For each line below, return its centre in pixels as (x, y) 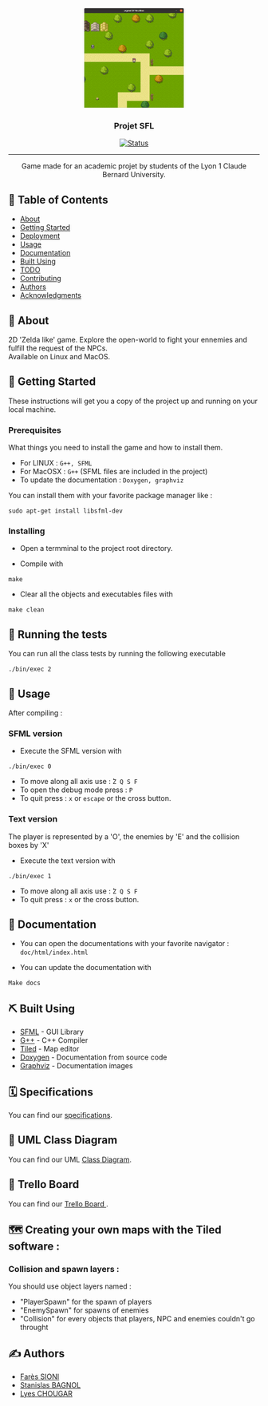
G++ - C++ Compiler (54, 1040)
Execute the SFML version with (71, 751)
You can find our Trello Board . (59, 1204)
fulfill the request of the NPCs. (58, 348)
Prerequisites (35, 430)
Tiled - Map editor (49, 1049)
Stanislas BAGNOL (50, 1385)
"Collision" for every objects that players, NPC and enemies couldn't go (137, 1319)
